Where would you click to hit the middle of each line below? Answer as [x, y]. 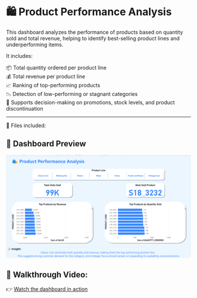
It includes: [19, 56]
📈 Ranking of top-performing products [53, 85]
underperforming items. [35, 44]
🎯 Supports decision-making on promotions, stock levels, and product [91, 102]
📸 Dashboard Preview [46, 144]
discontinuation [25, 108]
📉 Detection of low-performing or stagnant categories [72, 94]
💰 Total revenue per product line [46, 76]
